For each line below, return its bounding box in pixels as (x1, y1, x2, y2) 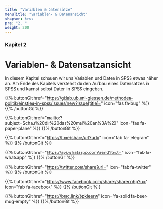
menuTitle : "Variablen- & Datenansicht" (5, 12, 88, 17)
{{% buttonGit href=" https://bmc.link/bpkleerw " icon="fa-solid (5, 193, 130, 199)
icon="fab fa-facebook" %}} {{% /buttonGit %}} (5, 184, 101, 190)
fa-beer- (130, 193, 148, 199)
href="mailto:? (33, 115, 63, 121)
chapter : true (5, 16, 34, 21)
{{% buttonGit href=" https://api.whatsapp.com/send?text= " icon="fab (5, 149, 145, 155)
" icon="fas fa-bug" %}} (101, 100, 149, 106)
